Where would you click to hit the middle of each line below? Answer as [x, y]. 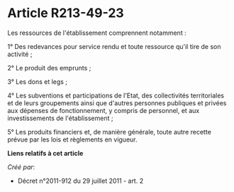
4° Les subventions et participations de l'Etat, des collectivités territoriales [116, 95]
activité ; [20, 54]
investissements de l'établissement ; [60, 118]
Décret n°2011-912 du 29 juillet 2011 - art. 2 [80, 181]
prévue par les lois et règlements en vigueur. [72, 139]
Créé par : [21, 167]
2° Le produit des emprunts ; [49, 68]
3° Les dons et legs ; [38, 81]
